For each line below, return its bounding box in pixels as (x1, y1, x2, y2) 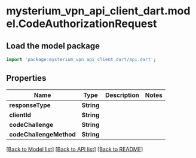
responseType (9, 101, 51, 109)
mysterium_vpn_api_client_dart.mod (6, 4, 191, 18)
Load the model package (6, 41, 100, 51)
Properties (6, 73, 47, 83)
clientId (9, 111, 32, 119)
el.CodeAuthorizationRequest (6, 17, 157, 31)
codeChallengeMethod (9, 130, 76, 138)
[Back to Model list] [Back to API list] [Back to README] (6, 145, 143, 153)
